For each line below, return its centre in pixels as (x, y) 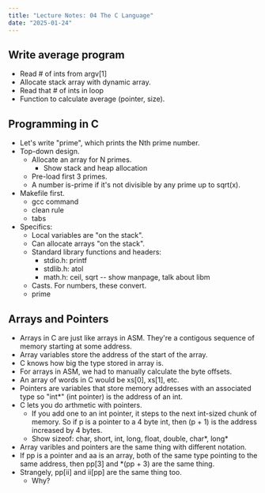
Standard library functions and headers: (97, 252)
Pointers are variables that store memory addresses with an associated (135, 388)
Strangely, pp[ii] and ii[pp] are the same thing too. (100, 472)
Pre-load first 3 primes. (70, 177)
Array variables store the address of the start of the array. (114, 354)
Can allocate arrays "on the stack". (88, 244)
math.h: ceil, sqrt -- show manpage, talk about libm (127, 277)
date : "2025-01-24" (40, 23)
